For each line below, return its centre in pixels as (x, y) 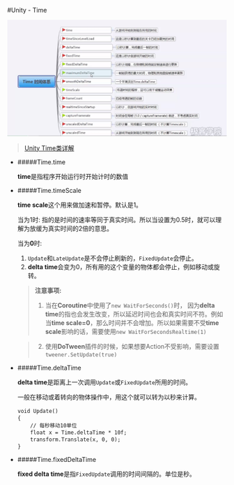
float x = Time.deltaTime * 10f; (79, 433)
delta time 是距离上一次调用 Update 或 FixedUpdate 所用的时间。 (104, 382)
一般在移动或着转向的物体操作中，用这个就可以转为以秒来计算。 (109, 397)
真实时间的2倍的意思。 (80, 228)
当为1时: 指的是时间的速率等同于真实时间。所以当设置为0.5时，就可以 (116, 219)
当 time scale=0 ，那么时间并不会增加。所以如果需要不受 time (132, 323)
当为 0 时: (30, 243)
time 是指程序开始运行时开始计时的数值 (73, 176)
